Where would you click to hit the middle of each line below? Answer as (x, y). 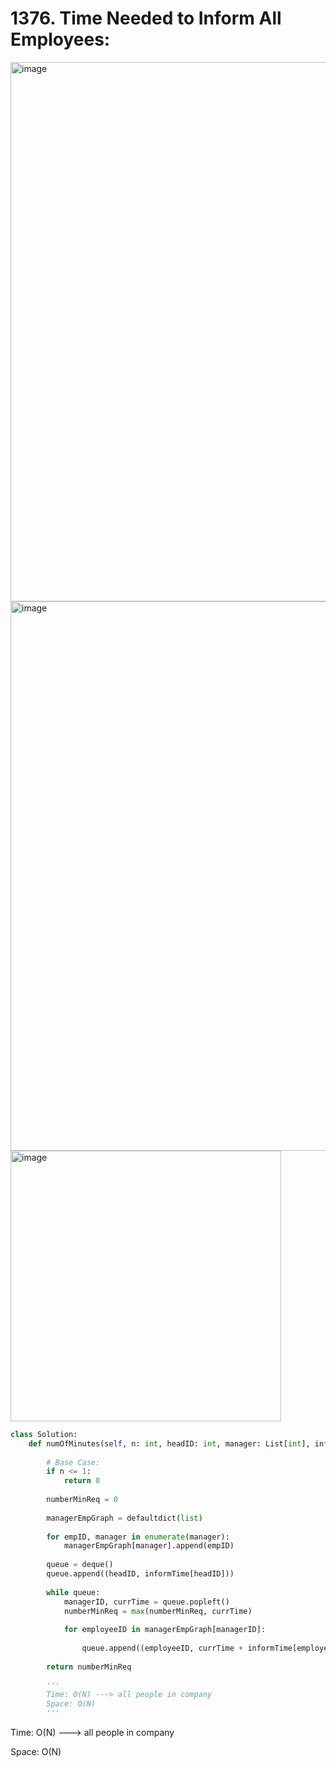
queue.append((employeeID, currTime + (162, 1648)
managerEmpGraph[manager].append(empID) (149, 1546)
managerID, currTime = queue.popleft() (146, 1602)
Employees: (60, 39)
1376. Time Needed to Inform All (146, 18)
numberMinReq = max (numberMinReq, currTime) (158, 1611)
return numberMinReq (89, 1667)
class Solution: (44, 1434)
